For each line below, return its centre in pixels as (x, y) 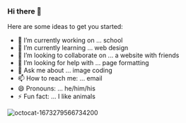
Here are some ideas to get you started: (65, 27)
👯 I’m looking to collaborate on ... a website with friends (98, 55)
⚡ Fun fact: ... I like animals (56, 96)
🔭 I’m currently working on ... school (70, 40)
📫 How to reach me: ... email (60, 78)
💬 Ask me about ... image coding (65, 71)
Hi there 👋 (25, 11)
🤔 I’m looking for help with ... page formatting (83, 63)
